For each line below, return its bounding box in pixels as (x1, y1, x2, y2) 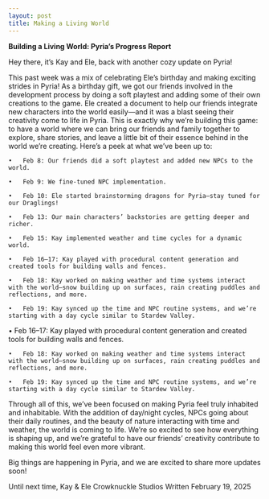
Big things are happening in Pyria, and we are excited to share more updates (8, 457, 261, 467)
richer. (8, 220, 35, 228)
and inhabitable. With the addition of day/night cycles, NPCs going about (8, 407, 249, 417)
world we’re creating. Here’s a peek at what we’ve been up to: (8, 141, 213, 151)
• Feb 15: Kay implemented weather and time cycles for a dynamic (8, 234, 243, 242)
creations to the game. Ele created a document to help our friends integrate (8, 98, 259, 108)
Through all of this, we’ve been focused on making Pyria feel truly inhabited (8, 399, 259, 409)
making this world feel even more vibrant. (8, 442, 146, 452)
